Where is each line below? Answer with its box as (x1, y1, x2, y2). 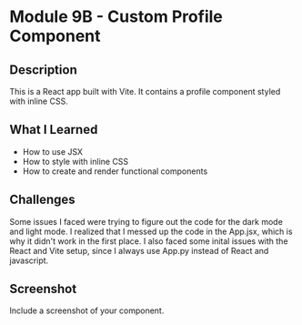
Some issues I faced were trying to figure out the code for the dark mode (9, 216, 284, 227)
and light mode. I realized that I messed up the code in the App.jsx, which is (9, 226, 293, 237)
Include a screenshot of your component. (9, 305, 165, 316)
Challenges (9, 192, 75, 208)
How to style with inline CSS (22, 156, 129, 167)
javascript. (9, 255, 49, 266)
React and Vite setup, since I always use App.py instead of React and (9, 245, 269, 256)
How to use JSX (22, 146, 84, 157)
